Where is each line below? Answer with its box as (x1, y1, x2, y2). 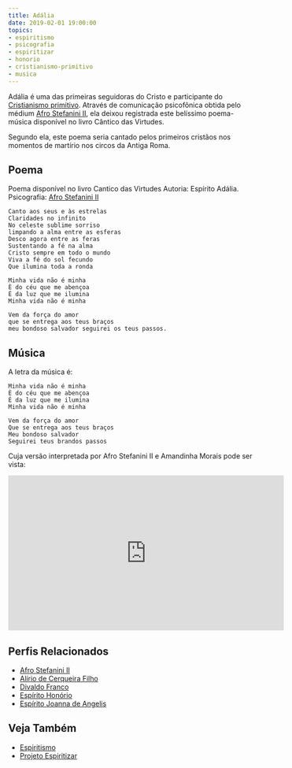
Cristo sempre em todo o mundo (8, 249, 111, 257)
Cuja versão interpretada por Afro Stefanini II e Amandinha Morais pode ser (8, 451, 253, 461)
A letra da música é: (8, 367, 73, 377)
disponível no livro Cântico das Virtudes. (33, 117, 164, 126)
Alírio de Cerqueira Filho (19, 674, 98, 684)
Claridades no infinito (8, 214, 87, 223)
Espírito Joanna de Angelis (19, 699, 107, 709)
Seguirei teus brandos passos (8, 438, 108, 446)
